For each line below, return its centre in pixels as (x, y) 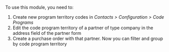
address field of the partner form (47, 33)
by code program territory (40, 44)
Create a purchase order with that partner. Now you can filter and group (88, 38)
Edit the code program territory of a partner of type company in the (83, 28)
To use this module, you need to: (39, 7)
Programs (23, 22)
